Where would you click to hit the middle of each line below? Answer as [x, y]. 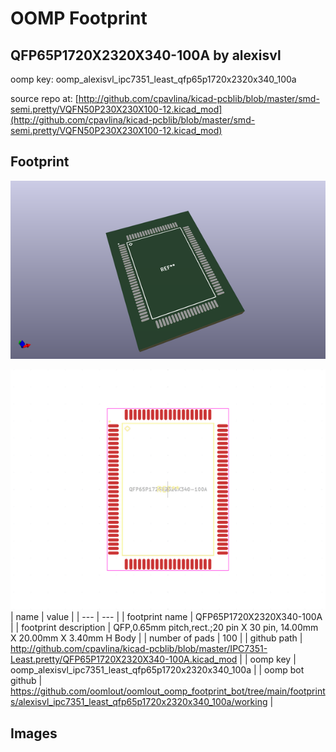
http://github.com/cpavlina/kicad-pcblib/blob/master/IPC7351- [139, 649]
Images [34, 733]
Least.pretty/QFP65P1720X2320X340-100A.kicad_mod [124, 659]
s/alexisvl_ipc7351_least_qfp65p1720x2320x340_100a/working [139, 702]
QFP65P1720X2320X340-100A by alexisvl [146, 55]
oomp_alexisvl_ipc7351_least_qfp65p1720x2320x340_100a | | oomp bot [157, 670]
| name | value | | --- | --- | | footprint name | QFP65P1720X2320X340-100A [166, 617]
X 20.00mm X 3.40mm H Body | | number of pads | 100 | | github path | [156, 638]
